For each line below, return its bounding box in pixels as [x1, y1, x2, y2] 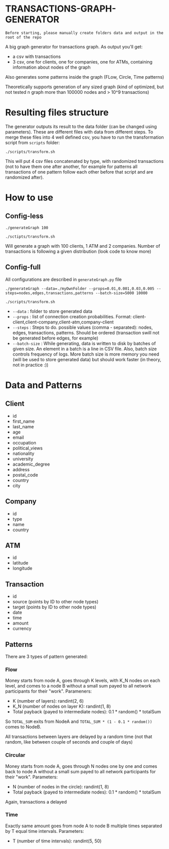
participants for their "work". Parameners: [5, 688, 92, 694]
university [12, 456, 34, 462]
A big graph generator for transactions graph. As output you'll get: [5, 43, 143, 49]
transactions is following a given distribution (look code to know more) [5, 248, 151, 254]
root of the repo [5, 35, 42, 40]
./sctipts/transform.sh [5, 234, 55, 239]
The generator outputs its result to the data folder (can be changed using [5, 123, 157, 129]
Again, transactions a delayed [5, 799, 67, 805]
